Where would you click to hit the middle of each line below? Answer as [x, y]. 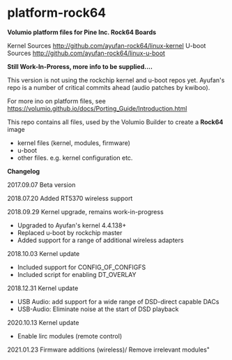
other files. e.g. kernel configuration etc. [75, 158]
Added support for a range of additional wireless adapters [100, 240]
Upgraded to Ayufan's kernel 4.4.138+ [72, 225]
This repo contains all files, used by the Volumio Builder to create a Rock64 [115, 122]
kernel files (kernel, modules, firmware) [74, 143]
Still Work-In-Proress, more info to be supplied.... [80, 66]
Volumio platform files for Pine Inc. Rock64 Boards [82, 32]
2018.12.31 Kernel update [43, 288]
